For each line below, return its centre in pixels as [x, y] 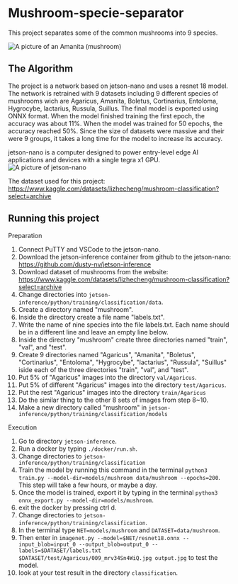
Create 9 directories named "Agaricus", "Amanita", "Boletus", [107, 354]
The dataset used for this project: [57, 181]
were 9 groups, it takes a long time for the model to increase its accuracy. [115, 138]
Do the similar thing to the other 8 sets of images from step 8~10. [113, 400]
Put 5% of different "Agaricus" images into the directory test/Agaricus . [122, 385]
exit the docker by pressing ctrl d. [67, 507]
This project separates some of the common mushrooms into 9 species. [113, 33]
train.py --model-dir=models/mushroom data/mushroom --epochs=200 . [119, 477]
